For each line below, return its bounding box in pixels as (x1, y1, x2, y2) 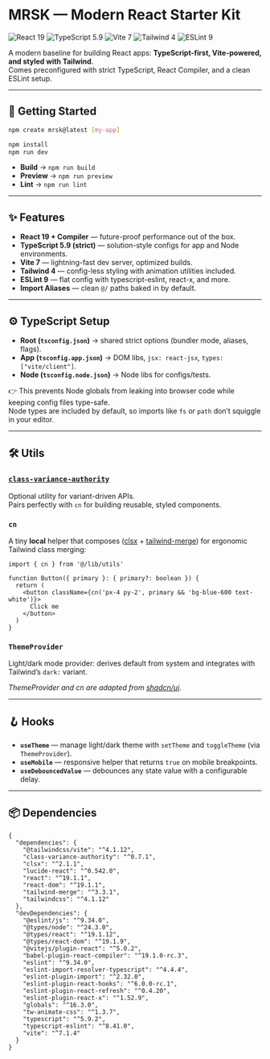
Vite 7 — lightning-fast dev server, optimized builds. (19, 258, 193, 268)
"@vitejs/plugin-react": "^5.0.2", (22, 945, 142, 953)
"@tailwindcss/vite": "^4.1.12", (22, 845, 135, 853)
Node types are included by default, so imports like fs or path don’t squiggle (8, 406, 261, 416)
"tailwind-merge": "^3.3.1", (22, 888, 121, 896)
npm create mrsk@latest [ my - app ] (8, 126, 121, 134)
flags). (19, 344, 42, 354)
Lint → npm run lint (19, 180, 88, 189)
